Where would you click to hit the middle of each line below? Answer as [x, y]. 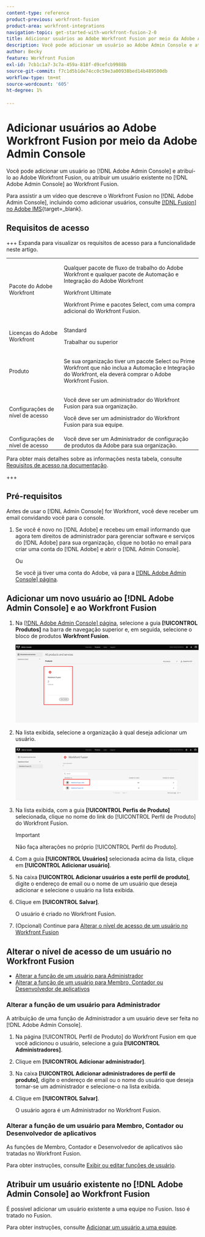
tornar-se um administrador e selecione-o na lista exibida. [88, 1086]
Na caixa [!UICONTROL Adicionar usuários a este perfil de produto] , [103, 877]
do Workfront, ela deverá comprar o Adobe [117, 374]
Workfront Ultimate [88, 292]
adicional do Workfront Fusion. [102, 311]
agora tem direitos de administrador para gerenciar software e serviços [105, 536]
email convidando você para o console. [56, 517]
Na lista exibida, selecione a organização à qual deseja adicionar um [101, 732]
